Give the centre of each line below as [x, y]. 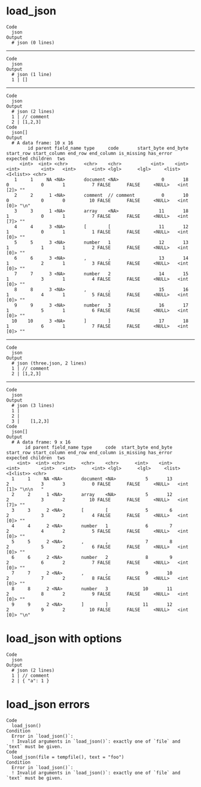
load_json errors [48, 705]
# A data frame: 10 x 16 [42, 143]
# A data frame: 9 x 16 [41, 442]
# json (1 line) [32, 74]
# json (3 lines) [33, 405]
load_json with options [64, 639]
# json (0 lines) [33, 42]
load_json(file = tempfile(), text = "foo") [68, 757]
